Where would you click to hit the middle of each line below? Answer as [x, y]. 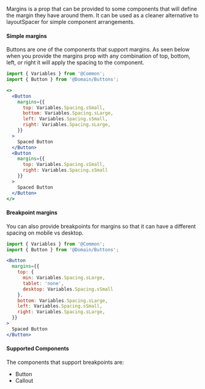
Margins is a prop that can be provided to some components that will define [102, 9]
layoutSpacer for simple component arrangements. [71, 22]
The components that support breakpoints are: [65, 362]
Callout [24, 380]
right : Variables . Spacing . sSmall [65, 170]
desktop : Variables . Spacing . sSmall [68, 289]
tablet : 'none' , [43, 283]
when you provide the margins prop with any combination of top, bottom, [99, 56]
